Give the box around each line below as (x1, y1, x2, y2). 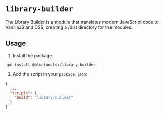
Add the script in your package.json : (12, 71, 87, 77)
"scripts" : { (10, 90, 37, 95)
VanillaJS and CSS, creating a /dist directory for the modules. (5, 24, 133, 30)
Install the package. (12, 52, 54, 58)
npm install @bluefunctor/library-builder (5, 62, 96, 67)
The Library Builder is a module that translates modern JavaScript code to (5, 19, 159, 25)
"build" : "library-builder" (14, 95, 73, 100)
